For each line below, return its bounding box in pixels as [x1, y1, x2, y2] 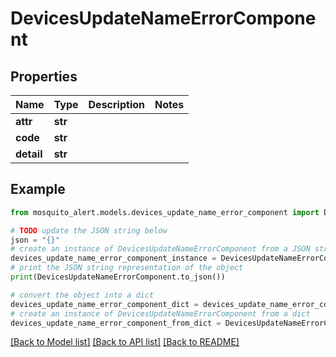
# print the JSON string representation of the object [10, 263, 244, 273]
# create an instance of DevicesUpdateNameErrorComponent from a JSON [10, 244, 311, 254]
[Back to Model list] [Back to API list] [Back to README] [10, 336, 240, 348]
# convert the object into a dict [10, 290, 155, 300]
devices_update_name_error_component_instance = [10, 253, 217, 264]
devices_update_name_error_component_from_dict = [10, 318, 222, 328]
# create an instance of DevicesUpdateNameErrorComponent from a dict [10, 308, 311, 319]
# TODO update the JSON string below [10, 225, 168, 236]
